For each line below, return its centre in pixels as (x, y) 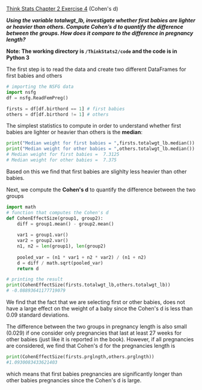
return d (28, 268)
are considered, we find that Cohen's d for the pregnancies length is (91, 346)
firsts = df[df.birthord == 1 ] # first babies (66, 109)
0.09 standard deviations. (38, 315)
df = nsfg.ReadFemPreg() (37, 98)
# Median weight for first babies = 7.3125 (63, 155)
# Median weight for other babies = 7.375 (62, 160)
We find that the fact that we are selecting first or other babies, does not (96, 302)
